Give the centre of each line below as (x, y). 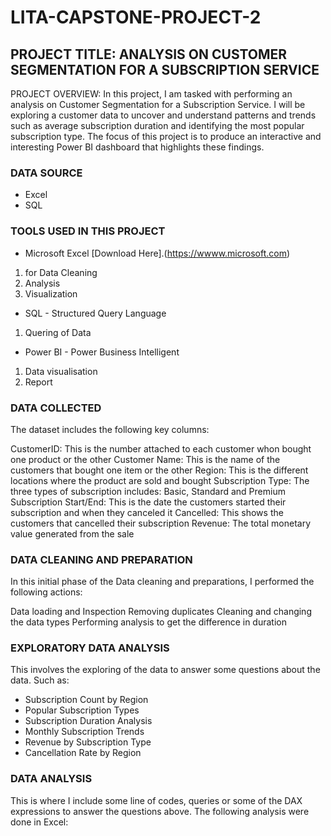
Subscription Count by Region (86, 700)
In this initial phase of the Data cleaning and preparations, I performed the (162, 582)
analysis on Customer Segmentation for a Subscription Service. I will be (158, 104)
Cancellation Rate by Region (83, 753)
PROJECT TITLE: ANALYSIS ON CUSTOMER (149, 54)
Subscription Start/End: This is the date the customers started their (148, 502)
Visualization (51, 293)
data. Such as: (40, 680)
